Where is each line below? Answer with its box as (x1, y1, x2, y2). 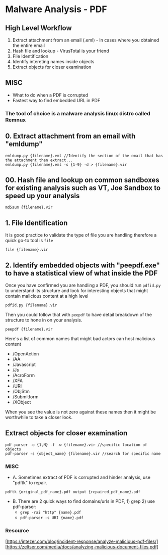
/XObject (12, 399, 31, 405)
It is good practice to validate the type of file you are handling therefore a (5, 232, 157, 238)
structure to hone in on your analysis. (5, 317, 82, 323)
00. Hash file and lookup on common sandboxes (5, 175, 159, 184)
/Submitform (12, 393, 39, 400)
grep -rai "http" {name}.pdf (20, 510, 81, 515)
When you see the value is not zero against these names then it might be (5, 408, 156, 415)
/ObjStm (12, 388, 30, 394)
